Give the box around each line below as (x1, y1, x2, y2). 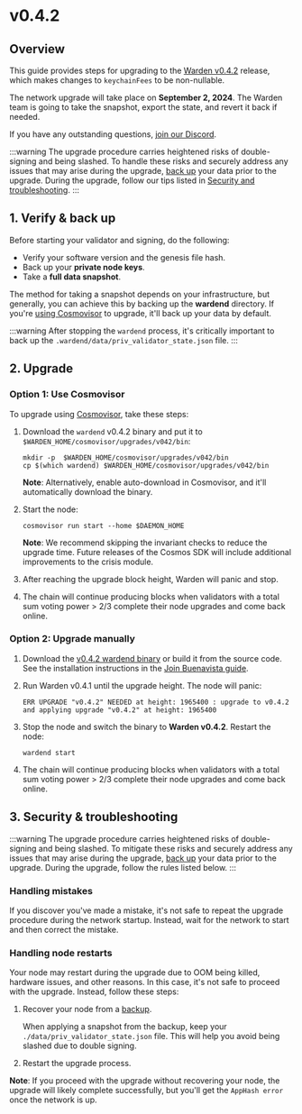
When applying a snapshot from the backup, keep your (22, 1021, 227, 1032)
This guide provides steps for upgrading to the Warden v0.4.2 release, (9, 65, 270, 76)
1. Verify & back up (9, 211, 116, 226)
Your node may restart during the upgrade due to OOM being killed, (9, 967, 261, 978)
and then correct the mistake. (9, 924, 119, 935)
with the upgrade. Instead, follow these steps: (9, 986, 179, 997)
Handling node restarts (9, 946, 113, 959)
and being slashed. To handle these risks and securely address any (38, 156, 288, 167)
